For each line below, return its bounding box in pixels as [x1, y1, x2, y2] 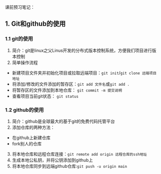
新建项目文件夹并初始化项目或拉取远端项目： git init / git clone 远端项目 [12, 70, 157, 76]
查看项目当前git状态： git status [12, 93, 79, 99]
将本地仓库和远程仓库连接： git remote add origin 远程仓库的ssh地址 [12, 151, 147, 157]
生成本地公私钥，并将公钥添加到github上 [12, 157, 93, 163]
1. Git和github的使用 [5, 20, 66, 28]
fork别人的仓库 [12, 141, 42, 146]
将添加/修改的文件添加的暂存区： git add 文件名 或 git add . [12, 81, 130, 87]
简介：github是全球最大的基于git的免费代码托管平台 [12, 118, 115, 124]
